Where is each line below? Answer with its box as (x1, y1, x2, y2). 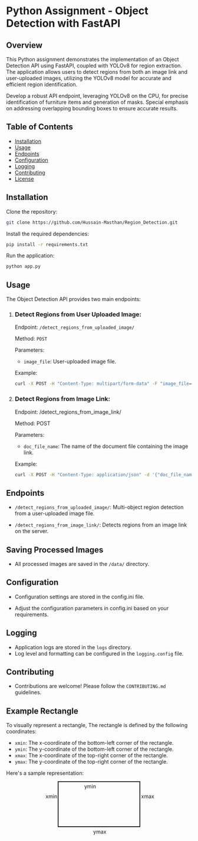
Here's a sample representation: (6, 770, 84, 777)
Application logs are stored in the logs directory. (14, 643, 132, 650)
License (14, 175, 34, 182)
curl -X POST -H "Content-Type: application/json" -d (14, 472, 150, 477)
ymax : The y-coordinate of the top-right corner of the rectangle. (14, 758, 168, 765)
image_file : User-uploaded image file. (23, 358, 117, 365)
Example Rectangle (6, 706, 78, 716)
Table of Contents (6, 122, 74, 132)
